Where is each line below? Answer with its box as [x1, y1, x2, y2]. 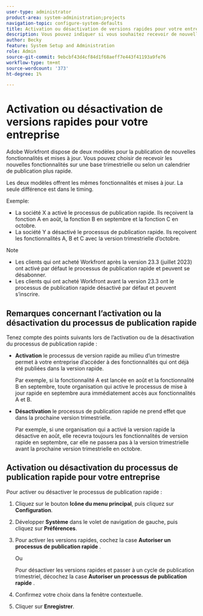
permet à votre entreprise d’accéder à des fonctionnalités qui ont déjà [14, 358, 189, 366]
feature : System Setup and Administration [6, 43, 115, 49]
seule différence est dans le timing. [6, 186, 94, 193]
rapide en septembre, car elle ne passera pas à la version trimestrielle [14, 439, 189, 446]
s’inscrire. [14, 290, 40, 298]
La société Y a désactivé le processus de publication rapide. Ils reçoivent [14, 229, 197, 236]
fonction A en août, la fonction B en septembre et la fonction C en [14, 216, 178, 223]
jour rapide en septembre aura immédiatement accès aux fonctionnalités [14, 389, 196, 397]
